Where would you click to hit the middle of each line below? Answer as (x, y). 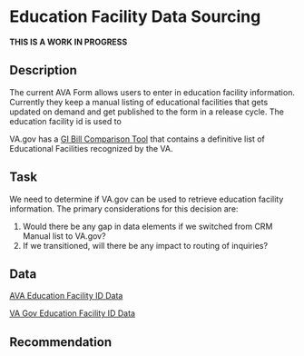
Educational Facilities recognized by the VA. (91, 148)
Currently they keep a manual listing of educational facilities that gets (139, 102)
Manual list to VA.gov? (64, 236)
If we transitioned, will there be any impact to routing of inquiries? (145, 245)
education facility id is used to (66, 121)
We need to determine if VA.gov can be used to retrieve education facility (147, 199)
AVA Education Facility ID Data (66, 296)
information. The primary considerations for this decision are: (124, 208)
